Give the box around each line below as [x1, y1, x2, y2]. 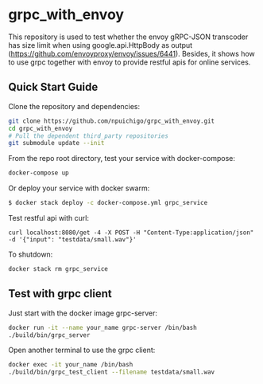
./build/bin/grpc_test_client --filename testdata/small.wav [8, 368, 215, 376]
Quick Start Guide [8, 80, 99, 94]
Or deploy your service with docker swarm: [8, 183, 150, 193]
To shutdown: [8, 249, 53, 259]
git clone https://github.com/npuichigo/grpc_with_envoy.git [8, 117, 215, 125]
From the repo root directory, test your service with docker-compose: [8, 154, 236, 163]
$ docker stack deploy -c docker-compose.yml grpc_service [8, 199, 208, 207]
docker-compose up [8, 169, 69, 177]
